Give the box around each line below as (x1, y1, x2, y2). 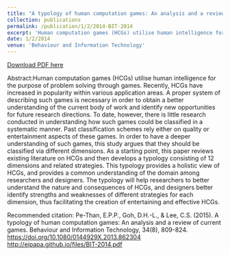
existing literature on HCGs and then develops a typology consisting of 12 (7, 154, 214, 162)
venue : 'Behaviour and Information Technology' (7, 42, 146, 49)
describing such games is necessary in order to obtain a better (7, 96, 184, 104)
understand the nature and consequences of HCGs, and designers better (7, 183, 214, 191)
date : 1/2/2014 (7, 36, 51, 42)
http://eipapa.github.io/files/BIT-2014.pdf (7, 241, 123, 248)
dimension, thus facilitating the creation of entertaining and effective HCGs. (7, 198, 220, 206)
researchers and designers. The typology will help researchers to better (7, 176, 210, 184)
